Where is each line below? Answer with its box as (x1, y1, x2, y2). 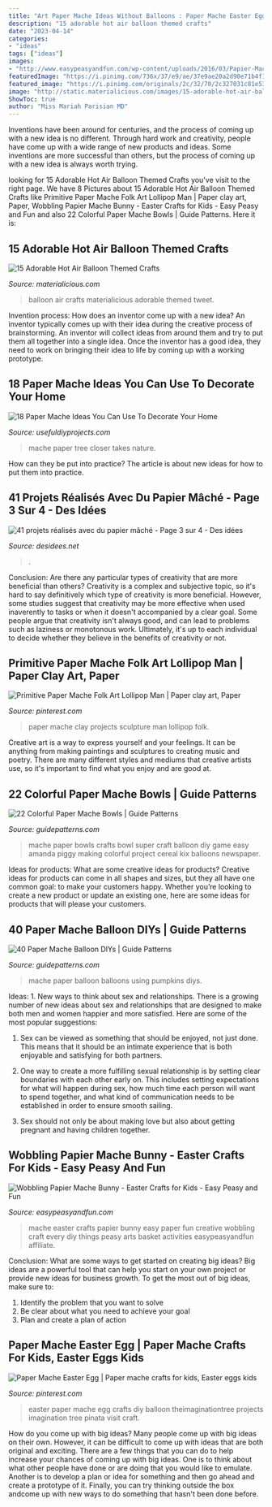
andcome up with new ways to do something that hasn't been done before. (8, 1488, 259, 1499)
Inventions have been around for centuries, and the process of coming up (8, 125, 254, 135)
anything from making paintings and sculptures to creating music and (8, 747, 240, 756)
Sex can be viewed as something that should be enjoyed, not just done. (19, 1033, 259, 1042)
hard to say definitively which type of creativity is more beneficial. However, (8, 590, 261, 600)
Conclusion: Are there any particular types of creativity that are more (8, 572, 238, 582)
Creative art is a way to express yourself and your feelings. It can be (8, 738, 236, 747)
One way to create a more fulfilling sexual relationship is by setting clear (19, 1066, 261, 1076)
